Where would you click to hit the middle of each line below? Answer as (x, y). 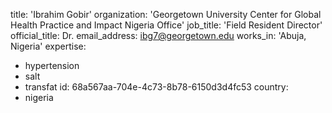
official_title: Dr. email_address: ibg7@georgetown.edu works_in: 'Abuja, (158, 35)
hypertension (52, 65)
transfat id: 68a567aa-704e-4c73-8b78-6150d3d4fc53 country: (156, 87)
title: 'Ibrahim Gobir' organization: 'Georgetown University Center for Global (166, 14)
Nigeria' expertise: (48, 46)
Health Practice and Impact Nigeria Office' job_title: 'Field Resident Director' (166, 25)
